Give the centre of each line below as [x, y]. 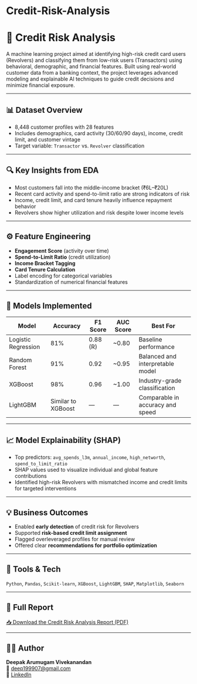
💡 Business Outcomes [47, 512]
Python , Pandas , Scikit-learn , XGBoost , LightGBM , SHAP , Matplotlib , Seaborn [95, 584]
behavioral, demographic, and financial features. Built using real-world [91, 66]
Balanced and [158, 357]
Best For [164, 326]
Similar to [64, 401]
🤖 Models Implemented [49, 306]
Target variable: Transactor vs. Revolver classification [79, 146]
